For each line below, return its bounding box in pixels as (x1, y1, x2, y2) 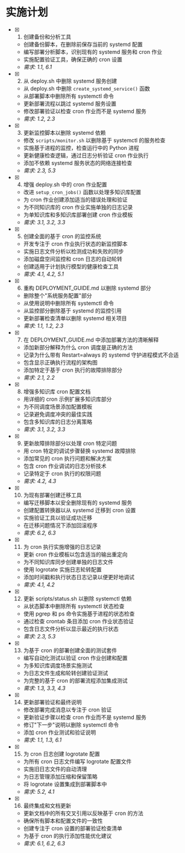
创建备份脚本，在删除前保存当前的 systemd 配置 (23, 41, 143, 48)
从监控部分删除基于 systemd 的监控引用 (23, 306, 122, 314)
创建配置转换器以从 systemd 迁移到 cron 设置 (23, 506, 136, 514)
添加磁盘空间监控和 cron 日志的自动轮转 (23, 255, 123, 262)
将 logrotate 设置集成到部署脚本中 (23, 780, 107, 788)
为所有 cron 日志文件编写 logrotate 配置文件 (23, 757, 132, 765)
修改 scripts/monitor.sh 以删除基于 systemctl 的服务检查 (23, 137, 166, 144)
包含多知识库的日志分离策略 (23, 418, 93, 425)
